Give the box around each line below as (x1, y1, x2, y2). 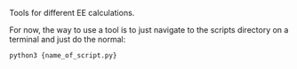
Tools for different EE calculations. (9, 8, 135, 18)
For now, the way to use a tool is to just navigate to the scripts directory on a (9, 25, 289, 34)
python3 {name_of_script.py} (9, 51, 117, 60)
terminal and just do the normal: (9, 34, 126, 44)
